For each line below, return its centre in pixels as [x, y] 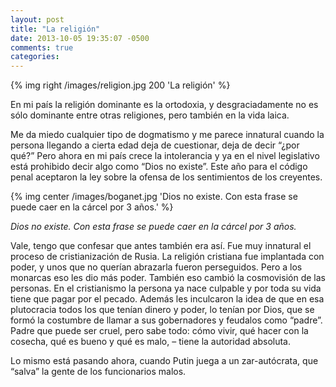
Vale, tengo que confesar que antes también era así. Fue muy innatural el [161, 246]
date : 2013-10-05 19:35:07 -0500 [80, 38]
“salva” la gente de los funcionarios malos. [98, 372]
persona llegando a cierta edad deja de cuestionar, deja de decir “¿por [155, 145]
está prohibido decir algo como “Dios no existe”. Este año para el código [159, 167]
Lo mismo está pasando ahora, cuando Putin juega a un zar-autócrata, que [164, 361]
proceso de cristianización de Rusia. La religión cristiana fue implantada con [167, 257]
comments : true [42, 47]
